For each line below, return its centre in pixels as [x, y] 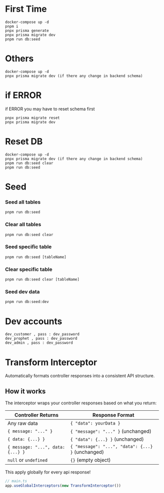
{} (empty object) [90, 460]
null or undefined [28, 460]
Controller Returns [36, 415]
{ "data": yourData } [95, 423]
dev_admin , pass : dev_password [39, 343]
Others [20, 59]
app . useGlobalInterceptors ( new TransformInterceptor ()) [63, 486]
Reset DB [24, 141]
